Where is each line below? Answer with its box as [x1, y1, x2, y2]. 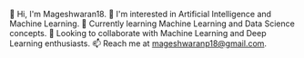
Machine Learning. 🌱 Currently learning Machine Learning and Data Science [9, 18, 296, 29]
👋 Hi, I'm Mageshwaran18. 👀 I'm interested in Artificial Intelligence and [9, 9, 271, 19]
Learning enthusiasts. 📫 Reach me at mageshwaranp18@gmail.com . [9, 38, 267, 49]
